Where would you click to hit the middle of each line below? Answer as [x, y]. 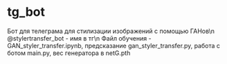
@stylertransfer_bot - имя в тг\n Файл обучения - [79, 38]
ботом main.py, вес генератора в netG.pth [69, 53]
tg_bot [26, 12]
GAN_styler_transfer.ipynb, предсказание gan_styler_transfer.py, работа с [113, 45]
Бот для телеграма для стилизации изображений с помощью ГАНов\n [111, 31]
